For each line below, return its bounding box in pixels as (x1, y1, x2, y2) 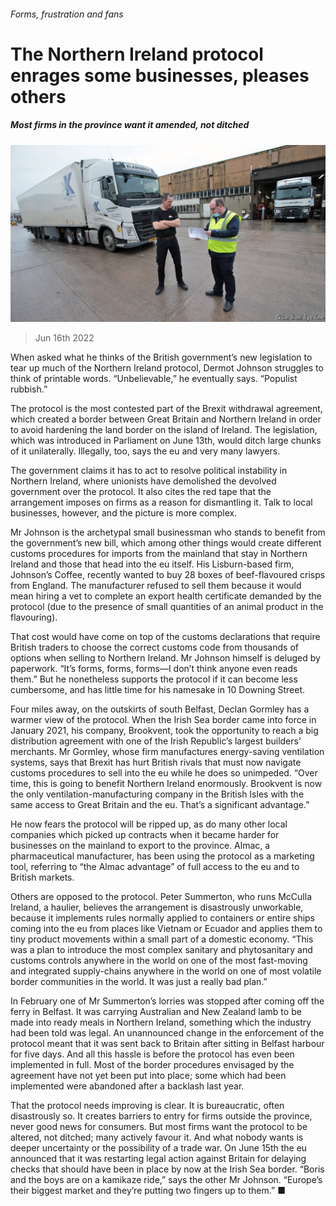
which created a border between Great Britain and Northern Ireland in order (10, 413, 322, 425)
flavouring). (10, 611, 58, 624)
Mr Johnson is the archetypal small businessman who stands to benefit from (10, 526, 326, 539)
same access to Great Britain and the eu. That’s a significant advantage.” (10, 799, 310, 811)
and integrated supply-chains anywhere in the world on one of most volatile (10, 965, 322, 977)
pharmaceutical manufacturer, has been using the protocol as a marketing (10, 850, 315, 862)
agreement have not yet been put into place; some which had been (10, 1070, 287, 1082)
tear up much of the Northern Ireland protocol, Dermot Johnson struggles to (10, 362, 324, 374)
